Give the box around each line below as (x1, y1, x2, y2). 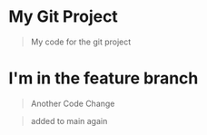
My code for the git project (30, 36, 132, 47)
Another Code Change (30, 98, 115, 109)
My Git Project (8, 6, 119, 27)
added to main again (30, 115, 108, 126)
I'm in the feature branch (8, 68, 199, 89)
